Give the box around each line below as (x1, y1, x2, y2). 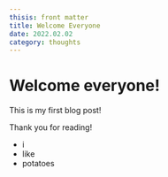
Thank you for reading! (9, 122, 93, 133)
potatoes (21, 158, 55, 169)
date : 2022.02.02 (9, 29, 73, 38)
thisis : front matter (9, 12, 89, 22)
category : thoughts (9, 37, 81, 47)
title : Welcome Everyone (9, 21, 101, 30)
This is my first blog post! (9, 105, 102, 116)
